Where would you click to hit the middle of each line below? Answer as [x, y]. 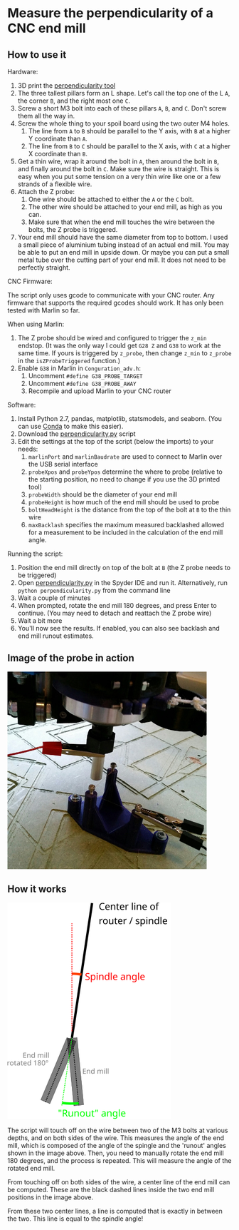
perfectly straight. [44, 268]
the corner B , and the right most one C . [74, 101]
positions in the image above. [51, 1197]
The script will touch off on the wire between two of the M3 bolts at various [118, 1130]
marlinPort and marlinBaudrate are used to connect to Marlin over [125, 457]
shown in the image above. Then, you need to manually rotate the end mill [116, 1153]
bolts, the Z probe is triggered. [73, 229]
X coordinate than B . [58, 154]
